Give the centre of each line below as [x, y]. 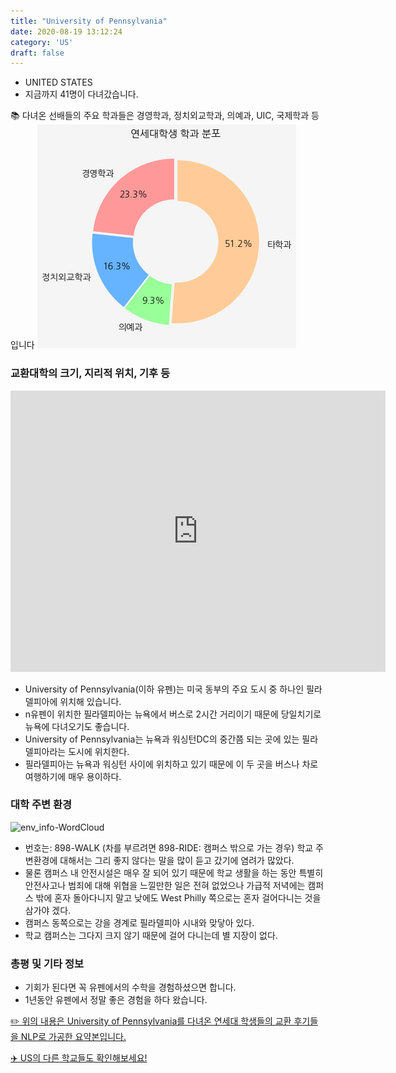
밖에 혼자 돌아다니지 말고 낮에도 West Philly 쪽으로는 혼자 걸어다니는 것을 [178, 897]
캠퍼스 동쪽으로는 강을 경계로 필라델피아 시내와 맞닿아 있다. [139, 922]
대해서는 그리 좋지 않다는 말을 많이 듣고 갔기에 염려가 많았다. [177, 860]
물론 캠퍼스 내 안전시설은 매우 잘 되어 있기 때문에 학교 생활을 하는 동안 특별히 [174, 872]
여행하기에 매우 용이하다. [73, 776]
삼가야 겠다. [48, 910]
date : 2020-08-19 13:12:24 [66, 31]
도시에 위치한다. [99, 751]
